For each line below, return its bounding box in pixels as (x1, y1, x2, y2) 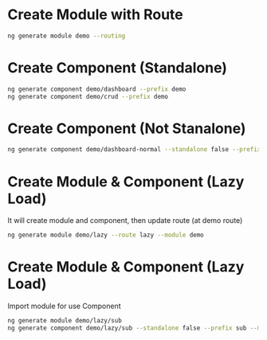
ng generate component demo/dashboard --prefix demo (7, 85, 187, 93)
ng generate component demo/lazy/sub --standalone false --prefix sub (7, 324, 247, 332)
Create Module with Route (7, 6, 184, 24)
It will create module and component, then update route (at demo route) (7, 216, 243, 225)
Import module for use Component (7, 301, 121, 311)
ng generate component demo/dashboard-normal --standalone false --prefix (7, 146, 261, 154)
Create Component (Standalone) (7, 59, 228, 76)
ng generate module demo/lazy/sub (7, 317, 123, 325)
